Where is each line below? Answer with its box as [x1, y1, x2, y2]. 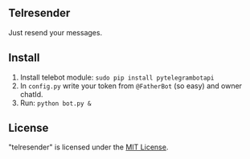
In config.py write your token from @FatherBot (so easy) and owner [19, 80, 243, 91]
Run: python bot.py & [19, 98, 92, 108]
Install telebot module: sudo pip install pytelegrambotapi [19, 72, 215, 82]
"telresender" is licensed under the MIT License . [8, 142, 169, 152]
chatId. [19, 89, 43, 99]
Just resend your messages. [8, 27, 103, 37]
